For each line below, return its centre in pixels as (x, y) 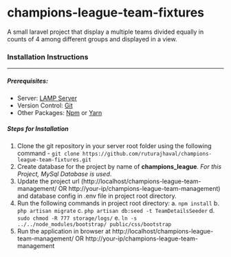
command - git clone (48, 154)
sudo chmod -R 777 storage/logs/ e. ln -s (77, 218)
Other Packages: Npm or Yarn (59, 113)
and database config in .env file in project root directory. (97, 196)
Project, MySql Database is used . (64, 174)
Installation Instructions (48, 56)
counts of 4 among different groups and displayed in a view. (92, 39)
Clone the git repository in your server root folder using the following (114, 146)
